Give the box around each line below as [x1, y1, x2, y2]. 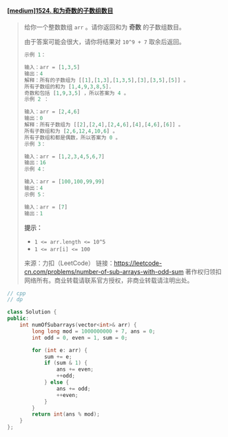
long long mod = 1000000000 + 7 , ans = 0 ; [32, 328, 156, 335]
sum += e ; [43, 353, 72, 360]
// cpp [7, 290, 26, 297]
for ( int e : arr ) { [32, 347, 88, 353]
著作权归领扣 [185, 267, 222, 275]
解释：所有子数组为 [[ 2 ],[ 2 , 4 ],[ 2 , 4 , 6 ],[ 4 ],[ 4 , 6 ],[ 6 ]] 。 [23, 122, 184, 128]
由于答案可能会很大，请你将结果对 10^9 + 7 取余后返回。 [23, 38, 185, 46]
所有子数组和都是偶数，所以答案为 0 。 [23, 134, 121, 141]
